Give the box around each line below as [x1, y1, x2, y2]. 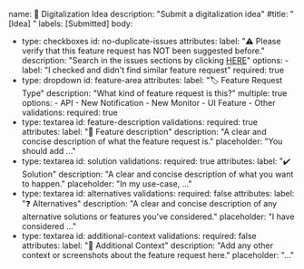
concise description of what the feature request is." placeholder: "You [21, 136, 283, 147]
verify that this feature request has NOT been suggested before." [21, 45, 265, 56]
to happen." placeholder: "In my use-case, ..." [21, 178, 192, 189]
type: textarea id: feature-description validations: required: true [21, 117, 258, 127]
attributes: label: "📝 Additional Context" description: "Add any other [21, 240, 274, 251]
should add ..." [21, 146, 76, 156]
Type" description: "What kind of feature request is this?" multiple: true [21, 88, 288, 99]
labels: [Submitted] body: [38, 18, 133, 29]
